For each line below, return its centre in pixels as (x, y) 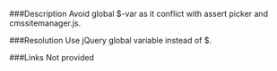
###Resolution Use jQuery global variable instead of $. (111, 40)
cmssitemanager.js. (45, 23)
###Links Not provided (52, 57)
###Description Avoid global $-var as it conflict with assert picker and (139, 14)
